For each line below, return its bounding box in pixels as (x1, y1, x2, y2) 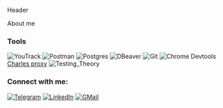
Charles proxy (7, 60, 47, 68)
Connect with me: (7, 77, 69, 87)
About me (7, 19, 35, 27)
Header (7, 6, 29, 14)
